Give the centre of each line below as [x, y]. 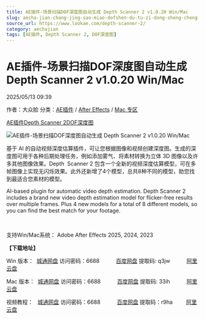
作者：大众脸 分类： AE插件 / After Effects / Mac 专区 [72, 110]
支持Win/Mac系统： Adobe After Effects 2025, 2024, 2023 [80, 235]
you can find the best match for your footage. [63, 210]
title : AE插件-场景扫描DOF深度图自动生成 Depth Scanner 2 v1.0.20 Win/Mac [97, 12]
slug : [13, 18]
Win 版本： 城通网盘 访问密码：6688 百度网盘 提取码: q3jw [88, 261]
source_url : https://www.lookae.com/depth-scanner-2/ [76, 23]
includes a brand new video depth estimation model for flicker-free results [100, 198]
